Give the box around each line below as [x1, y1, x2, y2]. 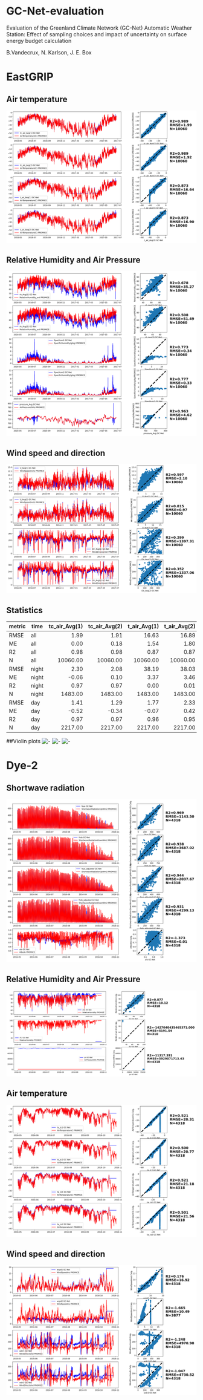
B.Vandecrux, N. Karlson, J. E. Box [6, 48, 92, 56]
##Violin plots [6, 737, 41, 744]
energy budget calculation [6, 37, 72, 44]
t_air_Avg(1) [127, 623, 159, 630]
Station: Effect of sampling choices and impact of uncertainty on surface [6, 30, 187, 37]
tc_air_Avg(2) [88, 623, 123, 630]
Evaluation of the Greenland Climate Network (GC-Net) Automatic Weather [6, 24, 192, 31]
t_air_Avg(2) [164, 623, 196, 630]
